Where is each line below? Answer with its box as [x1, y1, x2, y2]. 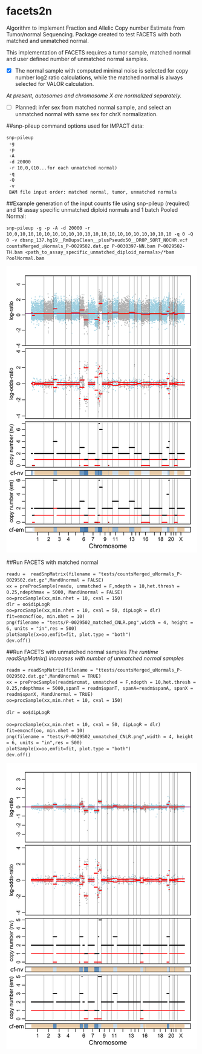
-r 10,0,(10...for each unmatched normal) [8, 165, 118, 171]
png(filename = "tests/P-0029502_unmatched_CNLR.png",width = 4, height [6, 733, 194, 739]
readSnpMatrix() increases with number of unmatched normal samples [6, 655, 184, 662]
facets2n [6, 4, 53, 18]
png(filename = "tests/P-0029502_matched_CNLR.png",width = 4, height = [6, 619, 194, 626]
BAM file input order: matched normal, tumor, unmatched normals [8, 189, 177, 195]
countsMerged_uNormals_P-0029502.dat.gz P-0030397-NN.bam [6, 243, 155, 249]
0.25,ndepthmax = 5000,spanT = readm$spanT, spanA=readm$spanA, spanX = [6, 685, 194, 691]
